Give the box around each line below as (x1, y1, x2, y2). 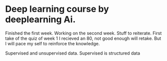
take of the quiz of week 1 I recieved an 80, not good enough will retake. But (5, 35, 162, 41)
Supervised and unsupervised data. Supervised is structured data (5, 50, 141, 56)
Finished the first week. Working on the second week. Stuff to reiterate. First (5, 30, 162, 36)
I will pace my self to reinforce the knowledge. (5, 40, 100, 46)
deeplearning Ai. (5, 14, 76, 25)
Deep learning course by (5, 3, 109, 15)
